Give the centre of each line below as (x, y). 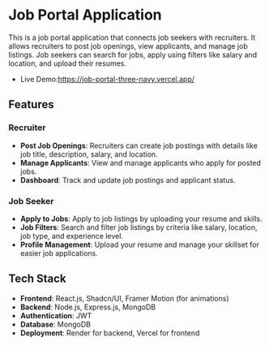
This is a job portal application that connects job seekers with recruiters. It (132, 37)
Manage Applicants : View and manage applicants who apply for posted (141, 162)
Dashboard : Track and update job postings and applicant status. (128, 179)
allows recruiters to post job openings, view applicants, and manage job (128, 45)
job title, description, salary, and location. (89, 154)
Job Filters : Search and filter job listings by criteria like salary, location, (139, 227)
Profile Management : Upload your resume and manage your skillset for (139, 244)
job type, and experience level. (72, 236)
